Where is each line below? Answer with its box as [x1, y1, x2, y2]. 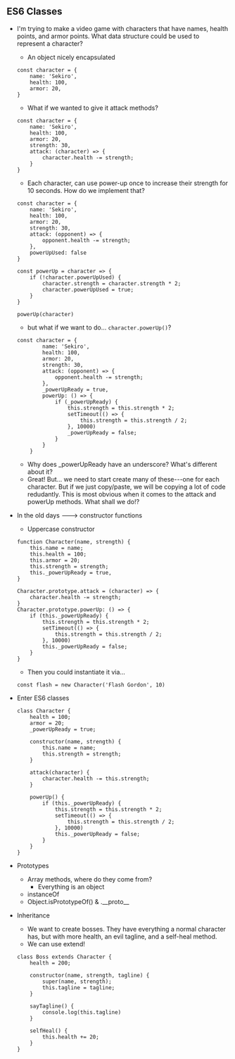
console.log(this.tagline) [42, 1008, 122, 1016]
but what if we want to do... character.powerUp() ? [27, 323, 172, 332]
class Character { [16, 707, 71, 714]
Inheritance [16, 911, 51, 920]
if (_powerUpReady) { [54, 398, 118, 406]
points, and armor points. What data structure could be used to [16, 32, 200, 40]
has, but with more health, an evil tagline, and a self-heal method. [27, 932, 217, 941]
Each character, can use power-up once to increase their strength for [27, 179, 229, 187]
